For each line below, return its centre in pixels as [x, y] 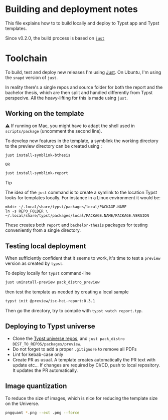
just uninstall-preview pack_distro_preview [52, 282]
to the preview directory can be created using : [54, 146]
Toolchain [26, 58]
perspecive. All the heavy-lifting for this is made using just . [66, 98]
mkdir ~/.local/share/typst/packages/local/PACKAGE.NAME [66, 207]
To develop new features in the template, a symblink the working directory [82, 141]
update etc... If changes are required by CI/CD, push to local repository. [86, 365]
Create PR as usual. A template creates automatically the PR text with [84, 359]
